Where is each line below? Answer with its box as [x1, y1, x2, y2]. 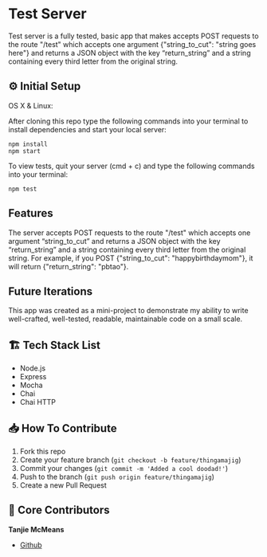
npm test [8, 185, 37, 193]
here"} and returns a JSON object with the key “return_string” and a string [8, 48, 251, 57]
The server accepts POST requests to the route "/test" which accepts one [8, 228, 251, 237]
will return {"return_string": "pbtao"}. [8, 261, 129, 271]
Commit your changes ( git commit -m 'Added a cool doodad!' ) [19, 464, 229, 473]
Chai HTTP [19, 398, 56, 407]
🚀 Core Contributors [8, 504, 110, 517]
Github [19, 539, 42, 550]
